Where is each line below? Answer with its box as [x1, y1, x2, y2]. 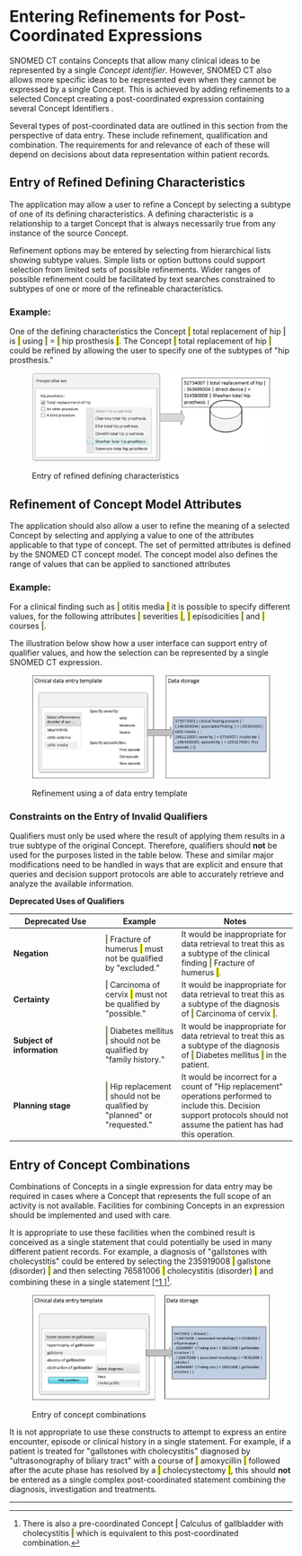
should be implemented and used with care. [9, 1210, 173, 1221]
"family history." [104, 1054, 165, 1065]
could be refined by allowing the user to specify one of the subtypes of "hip [9, 345, 290, 356]
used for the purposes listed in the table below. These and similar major [9, 849, 274, 860]
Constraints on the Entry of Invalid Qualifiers [9, 811, 209, 823]
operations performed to [181, 1090, 272, 1101]
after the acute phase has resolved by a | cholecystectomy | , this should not [9, 1465, 291, 1476]
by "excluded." [104, 962, 160, 973]
